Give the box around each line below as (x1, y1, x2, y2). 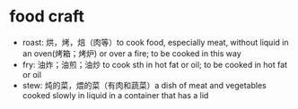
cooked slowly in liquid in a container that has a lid (22, 89, 209, 100)
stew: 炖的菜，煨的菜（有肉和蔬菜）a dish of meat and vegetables (22, 80, 267, 90)
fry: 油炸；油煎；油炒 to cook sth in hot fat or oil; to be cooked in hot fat (22, 59, 288, 70)
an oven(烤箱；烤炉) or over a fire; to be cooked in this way (22, 47, 242, 59)
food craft (9, 6, 85, 27)
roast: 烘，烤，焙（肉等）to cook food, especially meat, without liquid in (22, 37, 289, 47)
